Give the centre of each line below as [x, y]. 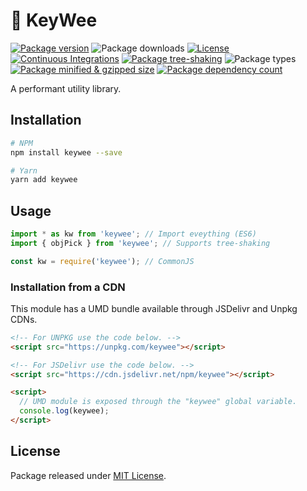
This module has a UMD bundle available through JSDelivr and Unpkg [154, 308]
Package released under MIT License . [88, 475]
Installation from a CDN [68, 287]
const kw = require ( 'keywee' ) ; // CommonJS [102, 261]
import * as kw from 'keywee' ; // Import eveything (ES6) [133, 234]
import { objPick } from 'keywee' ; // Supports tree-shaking [140, 243]
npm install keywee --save [66, 152]
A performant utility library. [66, 88]
